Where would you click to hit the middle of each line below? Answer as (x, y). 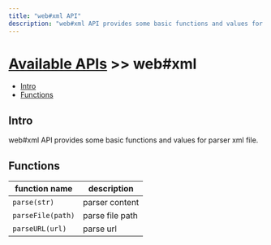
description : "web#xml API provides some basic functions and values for (136, 24)
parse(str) (33, 203)
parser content (111, 203)
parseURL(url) (40, 229)
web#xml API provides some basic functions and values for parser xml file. (133, 140)
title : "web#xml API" (45, 16)
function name (44, 189)
